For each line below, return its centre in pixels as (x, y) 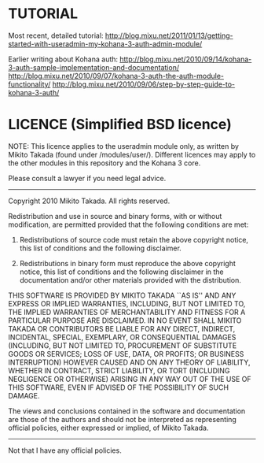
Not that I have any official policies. (65, 450)
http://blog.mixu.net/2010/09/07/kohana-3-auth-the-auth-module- (116, 76)
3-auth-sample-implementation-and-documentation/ (93, 67)
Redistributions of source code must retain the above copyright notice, (134, 239)
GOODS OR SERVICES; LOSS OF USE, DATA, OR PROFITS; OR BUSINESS (126, 354)
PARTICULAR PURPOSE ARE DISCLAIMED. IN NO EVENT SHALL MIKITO (125, 320)
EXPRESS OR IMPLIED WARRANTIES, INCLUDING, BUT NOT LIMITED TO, (127, 303)
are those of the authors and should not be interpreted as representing (123, 419)
